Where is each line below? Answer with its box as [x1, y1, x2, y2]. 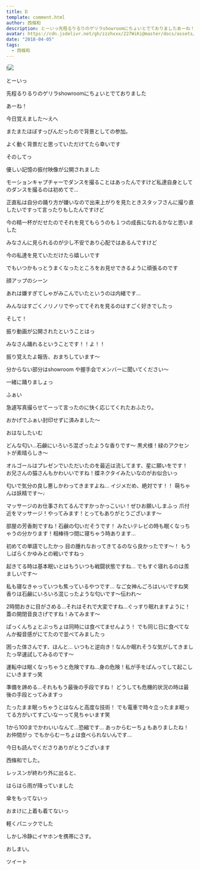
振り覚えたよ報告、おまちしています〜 [6, 353, 100, 360]
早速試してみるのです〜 [16, 650, 74, 658]
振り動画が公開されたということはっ [6, 328, 95, 335]
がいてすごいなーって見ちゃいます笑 [21, 711, 110, 718]
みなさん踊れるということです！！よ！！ [6, 340, 105, 347]
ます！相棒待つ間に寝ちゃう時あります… [37, 529, 136, 537]
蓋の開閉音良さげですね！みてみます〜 [6, 610, 100, 618]
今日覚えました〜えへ [6, 115, 58, 122]
